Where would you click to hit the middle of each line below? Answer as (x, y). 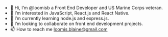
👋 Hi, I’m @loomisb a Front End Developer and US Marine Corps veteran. (87, 8)
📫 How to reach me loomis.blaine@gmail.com (59, 29)
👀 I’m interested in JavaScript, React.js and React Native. (70, 13)
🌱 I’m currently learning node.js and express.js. (59, 18)
